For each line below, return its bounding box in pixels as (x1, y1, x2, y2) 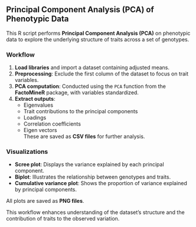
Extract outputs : (14, 96, 55, 103)
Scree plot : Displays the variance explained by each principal (14, 161, 164, 168)
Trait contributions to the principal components (23, 108, 138, 115)
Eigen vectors (23, 127, 57, 134)
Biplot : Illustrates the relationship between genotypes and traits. (14, 173, 171, 180)
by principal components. (14, 186, 77, 193)
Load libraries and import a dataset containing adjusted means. (14, 64, 170, 71)
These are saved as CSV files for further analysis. (23, 133, 145, 140)
